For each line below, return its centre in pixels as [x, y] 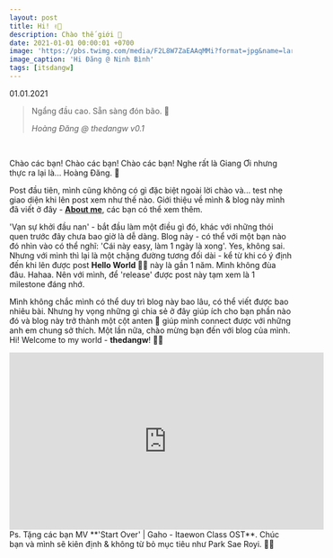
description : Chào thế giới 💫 [66, 34]
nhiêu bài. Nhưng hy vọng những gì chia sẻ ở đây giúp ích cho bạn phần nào [150, 310]
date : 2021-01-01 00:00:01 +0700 [72, 43]
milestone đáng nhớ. [47, 283]
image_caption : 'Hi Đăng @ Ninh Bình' [82, 59]
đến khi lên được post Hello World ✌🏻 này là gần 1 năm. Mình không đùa [143, 265]
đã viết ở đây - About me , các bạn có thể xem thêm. [106, 209]
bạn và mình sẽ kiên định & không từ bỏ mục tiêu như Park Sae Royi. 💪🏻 [142, 544]
